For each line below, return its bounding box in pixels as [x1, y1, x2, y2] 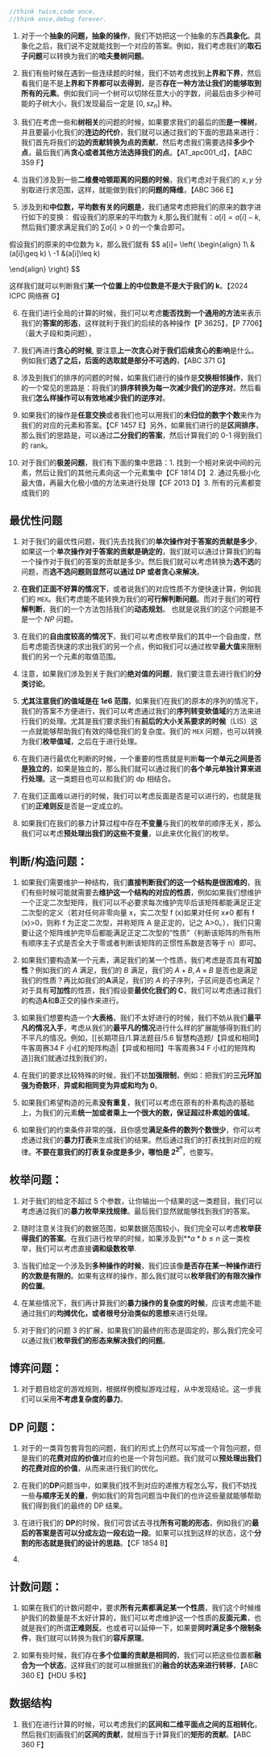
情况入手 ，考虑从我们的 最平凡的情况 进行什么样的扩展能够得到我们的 [35, 1023, 261, 1033]
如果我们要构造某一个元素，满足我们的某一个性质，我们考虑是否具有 [20, 955, 248, 965]
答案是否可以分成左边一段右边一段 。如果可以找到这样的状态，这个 [35, 1528, 255, 1538]
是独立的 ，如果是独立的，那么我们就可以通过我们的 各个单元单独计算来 [20, 764, 255, 773]
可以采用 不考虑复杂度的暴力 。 [27, 1394, 127, 1404]
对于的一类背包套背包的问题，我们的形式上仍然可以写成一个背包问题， [20, 1443, 255, 1453]
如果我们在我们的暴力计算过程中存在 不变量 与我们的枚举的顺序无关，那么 [20, 819, 261, 828]
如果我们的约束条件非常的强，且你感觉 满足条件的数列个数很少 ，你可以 [20, 1125, 255, 1135]
